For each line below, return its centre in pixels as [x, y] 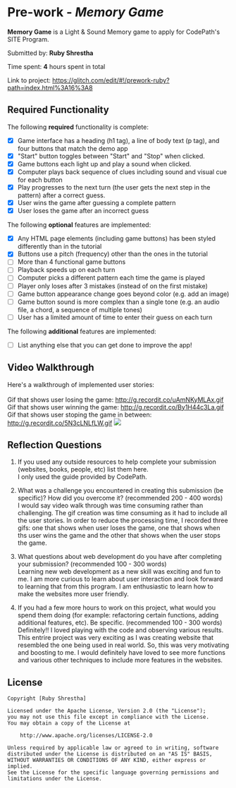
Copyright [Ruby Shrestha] [47, 698]
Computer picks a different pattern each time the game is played [111, 278]
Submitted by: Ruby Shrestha [50, 53]
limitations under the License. [55, 779]
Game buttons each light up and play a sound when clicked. [104, 164]
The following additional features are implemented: [82, 331]
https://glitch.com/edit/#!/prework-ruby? [111, 80]
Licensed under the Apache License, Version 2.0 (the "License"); [107, 711]
